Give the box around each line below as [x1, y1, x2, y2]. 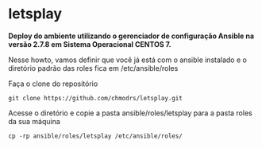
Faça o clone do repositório [8, 79, 98, 88]
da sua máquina [8, 116, 61, 126]
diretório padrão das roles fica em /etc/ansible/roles [8, 63, 179, 72]
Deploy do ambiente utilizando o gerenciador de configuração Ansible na [8, 31, 255, 41]
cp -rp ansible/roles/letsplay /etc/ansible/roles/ [8, 132, 183, 140]
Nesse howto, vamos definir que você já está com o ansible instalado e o [8, 55, 248, 64]
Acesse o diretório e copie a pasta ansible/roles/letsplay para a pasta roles [8, 108, 252, 118]
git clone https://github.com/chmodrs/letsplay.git [8, 94, 183, 102]
